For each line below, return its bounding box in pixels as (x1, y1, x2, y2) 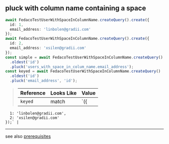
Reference (20, 90, 46, 97)
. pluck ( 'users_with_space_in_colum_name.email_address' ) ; (10, 64, 134, 69)
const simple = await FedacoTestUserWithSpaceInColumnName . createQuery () (5, 55, 163, 60)
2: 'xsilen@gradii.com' (10, 115, 59, 120)
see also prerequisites (5, 133, 51, 139)
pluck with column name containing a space (5, 4, 146, 13)
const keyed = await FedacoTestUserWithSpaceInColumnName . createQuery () (5, 69, 161, 74)
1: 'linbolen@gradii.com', (10, 111, 66, 116)
